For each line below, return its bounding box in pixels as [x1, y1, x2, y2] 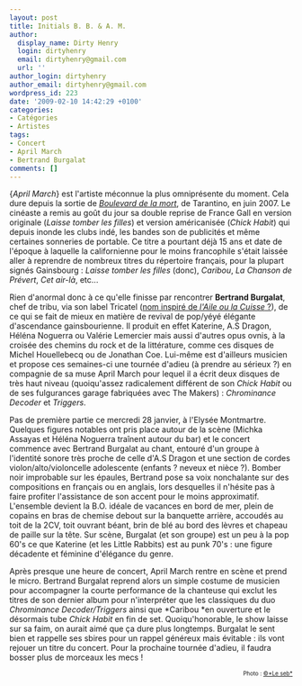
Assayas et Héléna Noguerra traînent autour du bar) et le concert [9, 434, 251, 445]
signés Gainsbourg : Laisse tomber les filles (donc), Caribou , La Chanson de [9, 265, 292, 275]
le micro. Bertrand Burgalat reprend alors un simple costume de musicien [9, 575, 280, 586]
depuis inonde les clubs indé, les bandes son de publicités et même [9, 227, 261, 238]
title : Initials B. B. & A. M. [9, 22, 127, 31]
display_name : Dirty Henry [17, 38, 119, 48]
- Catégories [9, 113, 58, 122]
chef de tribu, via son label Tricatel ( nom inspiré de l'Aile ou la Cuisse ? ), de [9, 302, 289, 312]
